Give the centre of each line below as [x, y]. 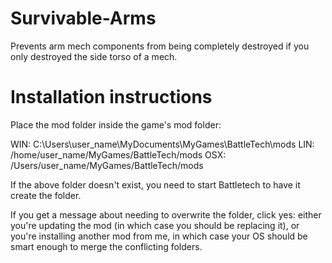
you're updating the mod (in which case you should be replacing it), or [155, 225]
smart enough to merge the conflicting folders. [106, 246]
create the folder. [46, 195]
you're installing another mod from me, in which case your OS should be [159, 236]
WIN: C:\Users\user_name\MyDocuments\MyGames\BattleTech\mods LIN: [162, 144]
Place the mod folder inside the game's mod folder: [116, 124]
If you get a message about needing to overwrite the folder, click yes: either [166, 214]
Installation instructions [111, 97]
